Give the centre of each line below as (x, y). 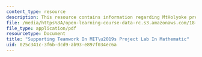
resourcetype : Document (36, 34)
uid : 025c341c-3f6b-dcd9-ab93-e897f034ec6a (62, 45)
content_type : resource (36, 12)
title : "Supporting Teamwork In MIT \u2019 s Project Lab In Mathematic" (98, 39)
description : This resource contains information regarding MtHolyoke (96, 17)
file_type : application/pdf (41, 28)
